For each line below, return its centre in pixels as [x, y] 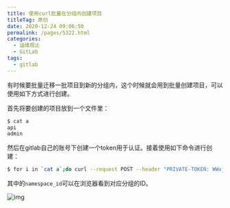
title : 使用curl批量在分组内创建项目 [55, 13]
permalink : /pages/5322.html [49, 33]
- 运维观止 [27, 45]
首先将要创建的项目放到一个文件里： [58, 108]
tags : [15, 58]
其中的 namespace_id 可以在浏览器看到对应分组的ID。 [79, 183]
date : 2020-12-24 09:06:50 [46, 26]
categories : [24, 39]
